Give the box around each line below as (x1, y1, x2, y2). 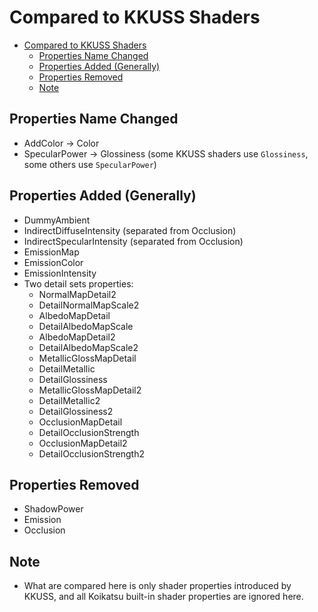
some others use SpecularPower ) (23, 158, 157, 170)
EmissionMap (23, 246, 80, 258)
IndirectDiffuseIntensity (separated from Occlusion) (23, 224, 237, 236)
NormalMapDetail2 (38, 288, 117, 300)
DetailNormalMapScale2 (38, 299, 140, 311)
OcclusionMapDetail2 (38, 437, 128, 449)
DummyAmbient (23, 214, 91, 226)
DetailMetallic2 (38, 394, 101, 406)
